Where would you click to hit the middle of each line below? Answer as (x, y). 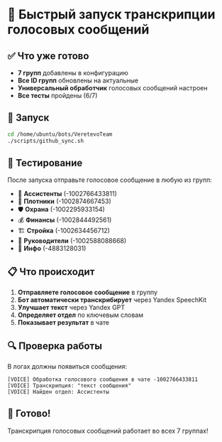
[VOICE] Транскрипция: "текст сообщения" (70, 386)
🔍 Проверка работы (55, 346)
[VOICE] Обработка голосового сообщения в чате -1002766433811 (103, 379)
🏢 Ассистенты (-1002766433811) (67, 194)
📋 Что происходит (51, 272)
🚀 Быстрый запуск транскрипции (111, 15)
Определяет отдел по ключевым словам (81, 315)
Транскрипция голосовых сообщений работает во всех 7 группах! (108, 431)
